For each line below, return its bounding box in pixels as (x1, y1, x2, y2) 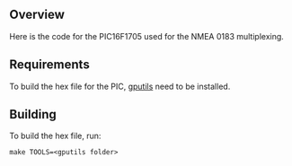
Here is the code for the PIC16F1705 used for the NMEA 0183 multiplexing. (9, 31, 285, 41)
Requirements (9, 57, 90, 73)
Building (9, 107, 57, 122)
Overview (9, 7, 66, 22)
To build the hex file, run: (9, 130, 102, 142)
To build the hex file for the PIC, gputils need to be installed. (9, 81, 231, 92)
